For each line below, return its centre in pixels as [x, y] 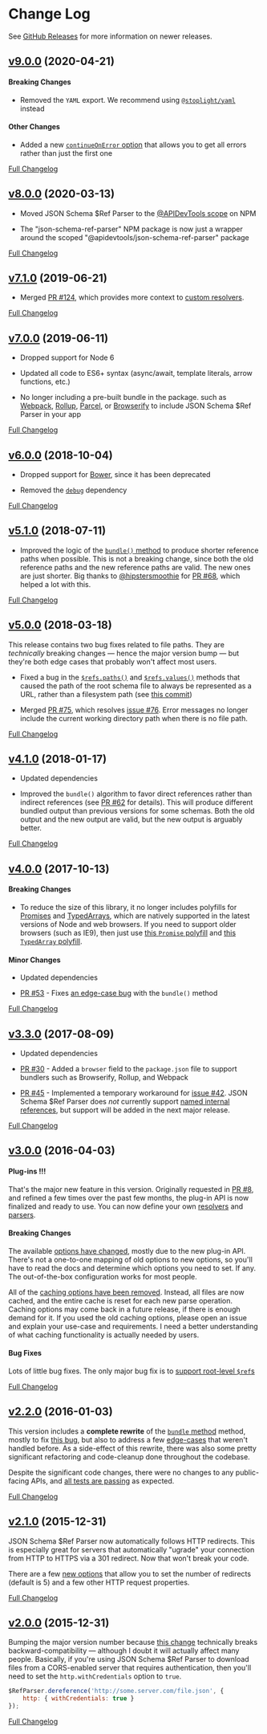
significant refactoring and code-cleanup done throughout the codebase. [129, 1457]
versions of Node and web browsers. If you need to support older [128, 924]
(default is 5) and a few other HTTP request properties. [99, 1582]
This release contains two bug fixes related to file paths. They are [116, 644]
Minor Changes [35, 960]
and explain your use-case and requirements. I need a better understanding [133, 1326]
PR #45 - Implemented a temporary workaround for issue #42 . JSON [133, 1093]
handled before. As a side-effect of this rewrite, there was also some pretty [132, 1448]
